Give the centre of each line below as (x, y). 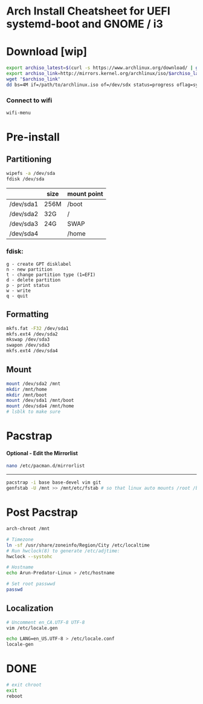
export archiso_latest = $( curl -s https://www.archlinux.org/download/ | (100, 68)
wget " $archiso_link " (34, 79)
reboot (14, 696)
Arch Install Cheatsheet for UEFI (88, 11)
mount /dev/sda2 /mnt (34, 383)
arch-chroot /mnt (28, 529)
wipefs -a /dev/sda (31, 173)
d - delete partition (34, 280)
